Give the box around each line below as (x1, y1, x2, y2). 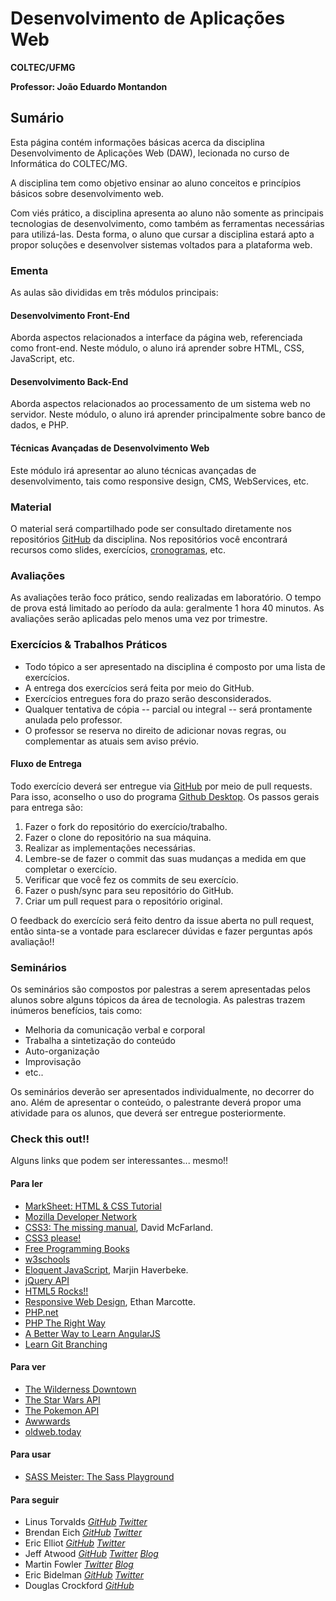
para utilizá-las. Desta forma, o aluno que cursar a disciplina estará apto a (10, 228, 315, 240)
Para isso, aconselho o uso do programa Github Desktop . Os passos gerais (10, 790, 320, 802)
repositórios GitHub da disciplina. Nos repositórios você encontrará (10, 533, 288, 545)
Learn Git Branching (24, 1338, 108, 1350)
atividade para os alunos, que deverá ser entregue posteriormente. (10, 1107, 287, 1119)
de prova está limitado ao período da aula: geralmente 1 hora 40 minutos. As (10, 602, 325, 614)
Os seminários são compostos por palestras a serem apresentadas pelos (10, 983, 311, 996)
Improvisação (24, 1056, 82, 1068)
